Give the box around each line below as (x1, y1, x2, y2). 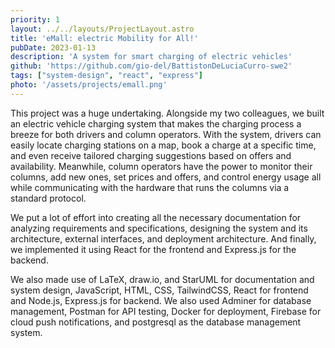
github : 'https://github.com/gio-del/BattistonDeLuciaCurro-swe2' (10, 61, 293, 71)
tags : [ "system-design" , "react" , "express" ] (10, 71, 203, 81)
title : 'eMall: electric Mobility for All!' (10, 33, 199, 43)
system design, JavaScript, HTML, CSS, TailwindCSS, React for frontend (10, 284, 309, 296)
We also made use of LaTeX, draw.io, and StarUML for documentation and (10, 273, 315, 285)
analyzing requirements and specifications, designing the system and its (10, 222, 308, 234)
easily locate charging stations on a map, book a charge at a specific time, (10, 139, 317, 151)
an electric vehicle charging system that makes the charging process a (10, 117, 302, 130)
